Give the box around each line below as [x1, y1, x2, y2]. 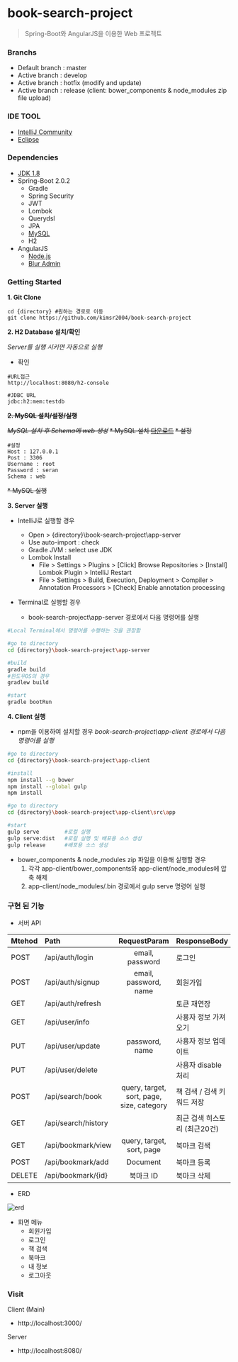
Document [126, 1157, 161, 1167]
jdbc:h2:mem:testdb [7, 398, 65, 406]
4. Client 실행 [7, 713, 46, 720]
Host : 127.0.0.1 [7, 448, 59, 455]
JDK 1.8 [17, 169, 40, 177]
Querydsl [28, 214, 55, 223]
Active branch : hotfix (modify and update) [17, 79, 142, 87]
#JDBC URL [7, 392, 37, 399]
